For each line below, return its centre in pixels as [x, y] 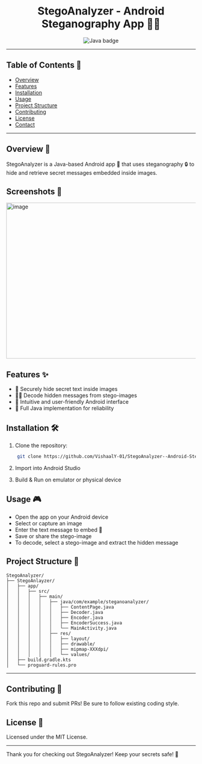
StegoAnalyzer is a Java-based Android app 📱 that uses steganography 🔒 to [100, 164]
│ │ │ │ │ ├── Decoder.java [55, 612]
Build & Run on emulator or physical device [68, 480]
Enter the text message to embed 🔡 [59, 530]
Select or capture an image [48, 523]
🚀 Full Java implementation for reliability [64, 409]
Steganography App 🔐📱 [101, 24]
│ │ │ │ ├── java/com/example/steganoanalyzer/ [78, 602]
